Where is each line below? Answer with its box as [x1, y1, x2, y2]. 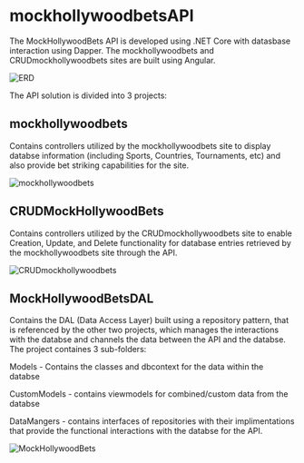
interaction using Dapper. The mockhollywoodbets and [9, 44, 215, 55]
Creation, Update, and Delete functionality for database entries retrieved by [9, 237, 292, 248]
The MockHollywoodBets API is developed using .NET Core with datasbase [9, 35, 291, 46]
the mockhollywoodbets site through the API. [9, 247, 178, 258]
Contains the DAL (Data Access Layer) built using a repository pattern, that [9, 315, 289, 326]
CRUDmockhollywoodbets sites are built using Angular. [9, 54, 216, 65]
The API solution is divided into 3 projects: [9, 90, 168, 101]
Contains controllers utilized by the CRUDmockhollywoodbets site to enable [9, 228, 292, 239]
